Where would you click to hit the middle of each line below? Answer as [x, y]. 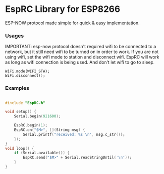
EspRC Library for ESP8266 [63, 9]
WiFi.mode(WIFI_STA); [27, 71]
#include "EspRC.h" [25, 103]
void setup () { [21, 112]
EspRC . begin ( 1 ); [31, 125]
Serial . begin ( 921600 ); [37, 116]
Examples [17, 88]
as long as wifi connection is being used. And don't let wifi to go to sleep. [80, 62]
